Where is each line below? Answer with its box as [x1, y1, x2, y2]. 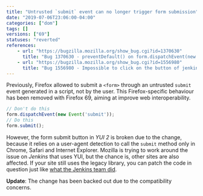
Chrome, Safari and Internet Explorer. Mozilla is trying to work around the [6, 146, 188, 154]
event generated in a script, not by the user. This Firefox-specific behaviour [6, 88, 195, 95]
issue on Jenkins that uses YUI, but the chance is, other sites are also [6, 153, 179, 160]
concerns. [6, 183, 32, 191]
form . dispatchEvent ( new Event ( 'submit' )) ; [6, 112, 115, 118]
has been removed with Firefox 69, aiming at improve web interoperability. [6, 94, 191, 101]
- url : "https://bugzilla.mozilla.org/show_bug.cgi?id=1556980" [17, 59, 182, 65]
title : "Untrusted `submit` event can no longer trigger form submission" [6, 8, 199, 15]
